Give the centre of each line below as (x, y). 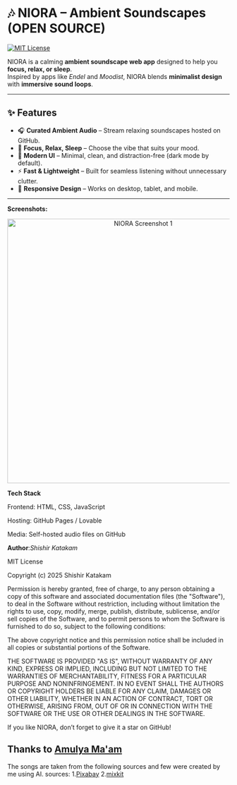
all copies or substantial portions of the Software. (79, 647)
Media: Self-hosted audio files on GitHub (66, 534)
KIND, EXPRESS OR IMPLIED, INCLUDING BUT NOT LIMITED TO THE (107, 669)
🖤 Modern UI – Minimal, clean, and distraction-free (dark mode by (113, 155)
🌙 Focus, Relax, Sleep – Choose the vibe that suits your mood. (108, 148)
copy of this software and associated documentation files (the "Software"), (116, 596)
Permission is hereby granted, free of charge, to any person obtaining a (111, 589)
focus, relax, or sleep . (40, 69)
